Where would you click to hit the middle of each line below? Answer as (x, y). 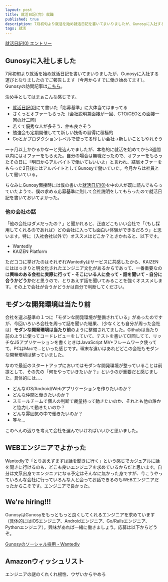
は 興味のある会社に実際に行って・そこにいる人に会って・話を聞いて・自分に (84, 274)
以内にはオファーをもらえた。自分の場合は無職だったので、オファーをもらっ (84, 155)
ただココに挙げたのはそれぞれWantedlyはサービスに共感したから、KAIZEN (82, 262)
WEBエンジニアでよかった (46, 448)
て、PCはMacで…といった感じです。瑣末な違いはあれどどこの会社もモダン (82, 349)
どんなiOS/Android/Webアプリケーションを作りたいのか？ (72, 389)
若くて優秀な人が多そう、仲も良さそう (52, 126)
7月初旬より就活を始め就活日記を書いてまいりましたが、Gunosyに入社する (82, 74)
